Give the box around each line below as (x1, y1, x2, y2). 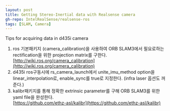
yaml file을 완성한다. (12, 94, 54, 100)
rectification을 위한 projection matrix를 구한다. (12, 52, 107, 58)
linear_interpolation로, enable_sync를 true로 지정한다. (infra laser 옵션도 (12, 75, 160, 81)
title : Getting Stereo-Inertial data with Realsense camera (5, 12, 136, 17)
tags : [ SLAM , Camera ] (5, 21, 51, 27)
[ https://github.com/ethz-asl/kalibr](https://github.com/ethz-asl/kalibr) (12, 100, 161, 106)
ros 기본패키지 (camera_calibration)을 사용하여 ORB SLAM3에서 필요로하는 (12, 46, 164, 52)
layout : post (5, 7, 33, 13)
